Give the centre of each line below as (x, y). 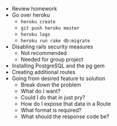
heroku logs (35, 35)
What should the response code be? (65, 116)
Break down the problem (51, 85)
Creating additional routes (43, 72)
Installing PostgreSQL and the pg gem (58, 66)
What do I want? (40, 91)
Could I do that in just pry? (53, 97)
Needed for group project (52, 59)
